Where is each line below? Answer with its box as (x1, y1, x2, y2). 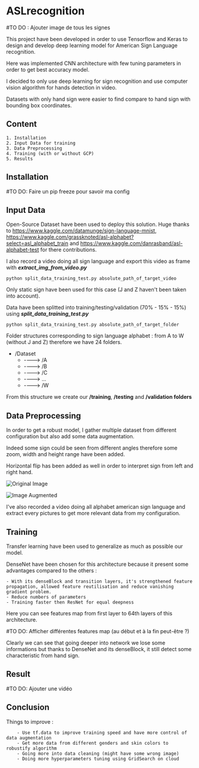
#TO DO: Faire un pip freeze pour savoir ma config (6, 188, 130, 195)
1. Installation (6, 135, 46, 141)
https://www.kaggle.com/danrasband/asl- (80, 240, 183, 247)
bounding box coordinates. (6, 101, 72, 109)
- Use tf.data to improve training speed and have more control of (17, 729, 187, 736)
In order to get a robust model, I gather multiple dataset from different (6, 426, 177, 433)
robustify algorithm (6, 745, 58, 751)
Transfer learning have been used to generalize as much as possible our (6, 543, 183, 550)
